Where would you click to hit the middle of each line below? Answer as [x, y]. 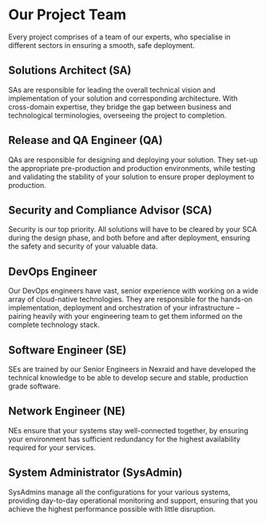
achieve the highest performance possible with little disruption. [112, 508]
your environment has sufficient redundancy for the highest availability [125, 439]
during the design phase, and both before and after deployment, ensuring [129, 238]
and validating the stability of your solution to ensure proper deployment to [131, 177]
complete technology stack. [54, 325]
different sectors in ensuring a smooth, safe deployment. [101, 45]
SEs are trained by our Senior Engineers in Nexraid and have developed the [132, 369]
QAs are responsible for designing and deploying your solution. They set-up [133, 159]
